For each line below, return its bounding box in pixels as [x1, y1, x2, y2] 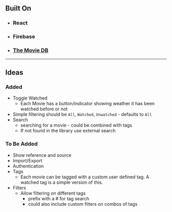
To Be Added [5, 140, 38, 148]
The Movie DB [12, 47, 49, 54]
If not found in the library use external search [20, 128, 116, 134]
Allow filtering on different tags [20, 190, 86, 196]
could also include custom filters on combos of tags [28, 201, 138, 207]
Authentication [12, 163, 44, 169]
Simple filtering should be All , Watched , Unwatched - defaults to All [12, 111, 152, 117]
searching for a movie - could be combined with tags [20, 122, 132, 128]
